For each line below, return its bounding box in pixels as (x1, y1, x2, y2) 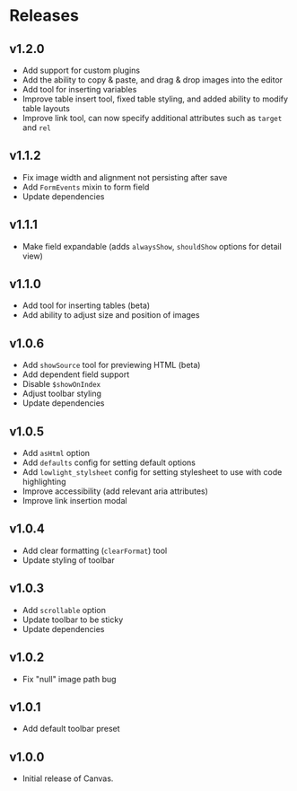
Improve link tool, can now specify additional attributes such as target (22, 113, 283, 123)
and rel (22, 122, 51, 133)
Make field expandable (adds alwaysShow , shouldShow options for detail (22, 241, 283, 251)
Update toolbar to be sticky (22, 614, 124, 625)
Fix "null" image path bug (22, 673, 117, 684)
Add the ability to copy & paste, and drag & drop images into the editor (22, 75, 284, 85)
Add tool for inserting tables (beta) (22, 300, 151, 311)
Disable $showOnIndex (22, 379, 101, 390)
